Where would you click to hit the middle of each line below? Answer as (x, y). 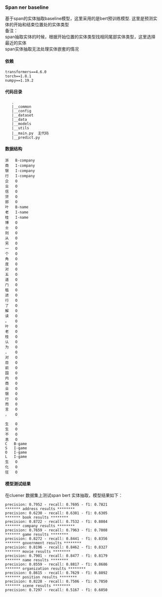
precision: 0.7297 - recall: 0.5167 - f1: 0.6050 (56, 590)
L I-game (16, 456)
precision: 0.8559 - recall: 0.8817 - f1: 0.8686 (56, 565)
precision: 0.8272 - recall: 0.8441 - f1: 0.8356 (56, 539)
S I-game (16, 448)
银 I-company (20, 171)
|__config (21, 111)
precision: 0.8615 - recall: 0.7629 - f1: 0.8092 (56, 573)
